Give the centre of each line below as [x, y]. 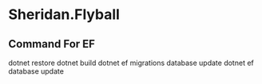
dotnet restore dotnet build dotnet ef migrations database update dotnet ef [131, 63]
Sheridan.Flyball [64, 15]
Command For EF [52, 44]
